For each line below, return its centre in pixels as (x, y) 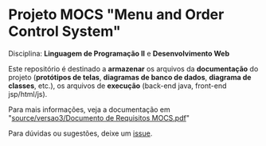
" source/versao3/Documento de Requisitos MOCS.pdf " (99, 117)
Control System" (65, 31)
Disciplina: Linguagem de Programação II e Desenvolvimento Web (119, 53)
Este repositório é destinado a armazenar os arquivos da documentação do (133, 68)
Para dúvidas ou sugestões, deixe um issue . (80, 133)
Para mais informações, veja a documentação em (90, 109)
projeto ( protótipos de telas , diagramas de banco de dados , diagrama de (130, 77)
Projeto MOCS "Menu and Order (116, 15)
